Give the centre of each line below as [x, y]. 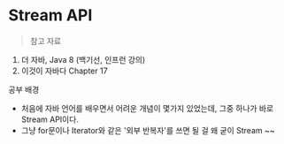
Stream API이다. [50, 119]
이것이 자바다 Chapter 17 [64, 71]
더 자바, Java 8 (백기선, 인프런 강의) [83, 59]
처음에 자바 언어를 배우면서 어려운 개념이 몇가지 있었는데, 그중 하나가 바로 [147, 108]
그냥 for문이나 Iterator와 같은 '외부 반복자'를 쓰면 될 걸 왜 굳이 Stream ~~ [148, 130]
